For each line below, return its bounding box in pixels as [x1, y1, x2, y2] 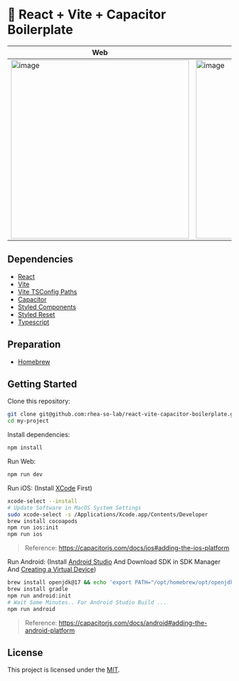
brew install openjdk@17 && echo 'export [7, 579, 132, 586]
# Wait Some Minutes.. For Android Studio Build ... [7, 599, 167, 606]
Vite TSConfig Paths [17, 287, 78, 296]
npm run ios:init [7, 524, 59, 531]
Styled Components [17, 303, 77, 311]
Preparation [7, 338, 61, 350]
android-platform [24, 626, 75, 635]
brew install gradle [7, 585, 69, 592]
